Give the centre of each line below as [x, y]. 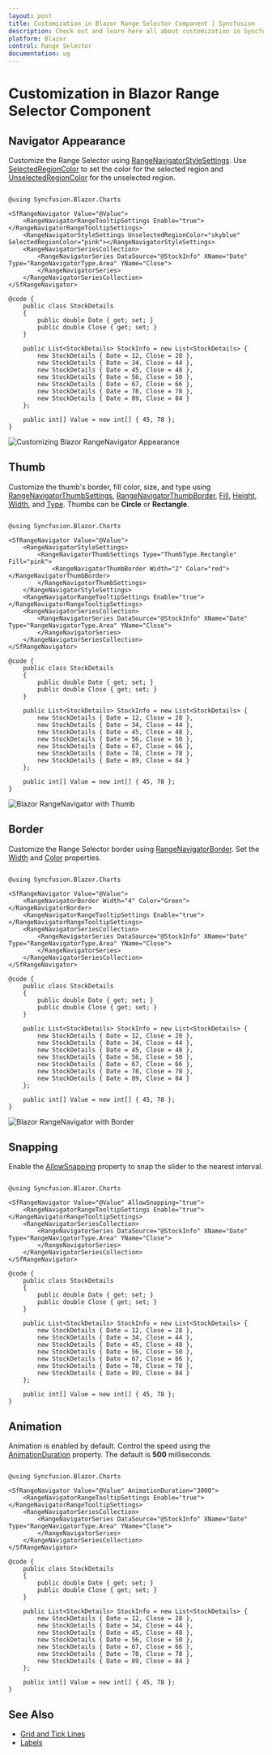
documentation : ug [39, 54]
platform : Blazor [38, 39]
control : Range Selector [50, 46]
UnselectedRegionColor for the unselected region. [92, 178]
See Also [31, 1714]
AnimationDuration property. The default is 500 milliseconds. [110, 1455]
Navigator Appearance [67, 141]
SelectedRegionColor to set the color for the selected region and [116, 169]
